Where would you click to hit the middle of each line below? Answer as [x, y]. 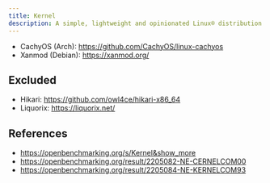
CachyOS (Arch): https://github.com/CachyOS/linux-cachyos [122, 46]
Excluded [32, 80]
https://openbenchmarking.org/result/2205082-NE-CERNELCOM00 [133, 161]
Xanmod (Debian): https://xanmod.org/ [84, 55]
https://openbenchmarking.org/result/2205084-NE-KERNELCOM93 [133, 170]
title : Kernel [32, 16]
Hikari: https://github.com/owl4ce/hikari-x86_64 [100, 100]
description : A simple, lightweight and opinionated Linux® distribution [135, 23]
